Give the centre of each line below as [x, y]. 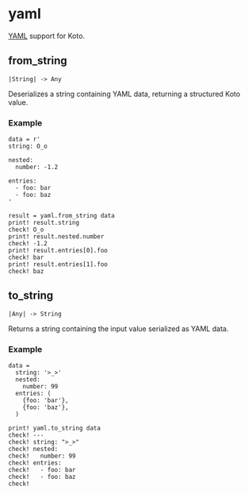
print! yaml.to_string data [55, 428]
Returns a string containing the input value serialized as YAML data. [118, 328]
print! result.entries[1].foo [58, 264]
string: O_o [28, 147]
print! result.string [44, 223]
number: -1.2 [37, 168]
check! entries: [35, 463]
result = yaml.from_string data [61, 216]
